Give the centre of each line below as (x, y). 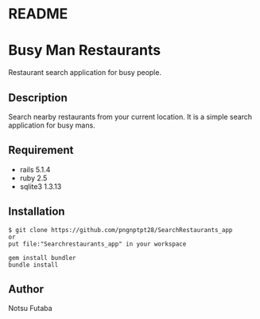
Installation (37, 212)
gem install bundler (43, 258)
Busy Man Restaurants (85, 51)
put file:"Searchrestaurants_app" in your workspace (97, 244)
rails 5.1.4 (35, 169)
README (38, 14)
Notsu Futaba (31, 309)
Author (26, 289)
